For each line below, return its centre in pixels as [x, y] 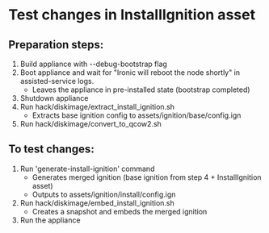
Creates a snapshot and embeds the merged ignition [120, 211]
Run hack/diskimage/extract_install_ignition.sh [97, 107]
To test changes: [51, 150]
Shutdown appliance [54, 98]
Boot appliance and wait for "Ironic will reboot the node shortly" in [130, 73]
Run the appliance [50, 220]
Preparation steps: [56, 45]
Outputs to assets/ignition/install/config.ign [104, 194]
